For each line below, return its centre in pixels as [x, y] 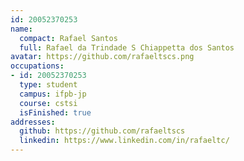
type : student [48, 85]
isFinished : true [55, 112]
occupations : [37, 66]
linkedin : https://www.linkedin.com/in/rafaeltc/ [124, 141]
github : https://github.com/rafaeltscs [102, 131]
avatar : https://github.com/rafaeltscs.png [102, 57]
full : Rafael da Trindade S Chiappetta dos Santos [127, 47]
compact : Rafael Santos [68, 38]
